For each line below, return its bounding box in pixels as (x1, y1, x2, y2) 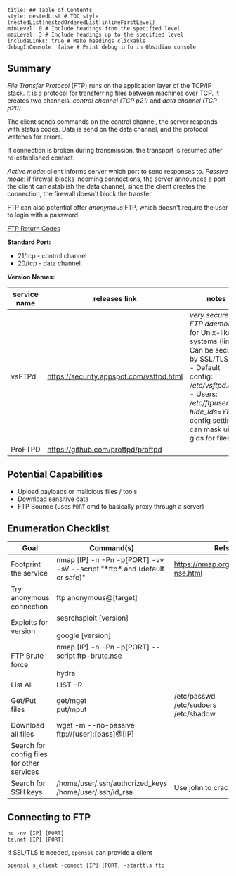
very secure (189, 310, 230, 319)
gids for (189, 433, 216, 443)
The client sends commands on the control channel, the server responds (7, 117, 218, 126)
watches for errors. (7, 132, 63, 141)
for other (11, 758, 40, 768)
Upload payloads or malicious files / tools (17, 487, 138, 495)
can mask (189, 424, 222, 434)
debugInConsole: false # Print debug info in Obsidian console (7, 44, 197, 51)
